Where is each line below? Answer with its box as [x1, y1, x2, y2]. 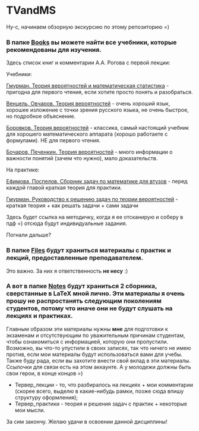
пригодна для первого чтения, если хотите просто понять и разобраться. [6, 89, 193, 96]
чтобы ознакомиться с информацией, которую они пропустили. [6, 338, 168, 345]
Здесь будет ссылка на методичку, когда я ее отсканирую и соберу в [6, 214, 184, 221]
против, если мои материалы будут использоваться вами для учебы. [6, 351, 183, 358]
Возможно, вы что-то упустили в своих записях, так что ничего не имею [6, 344, 191, 351]
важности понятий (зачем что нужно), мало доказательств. [6, 155, 158, 162]
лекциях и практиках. [6, 312, 73, 320]
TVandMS [6, 4, 56, 17]
